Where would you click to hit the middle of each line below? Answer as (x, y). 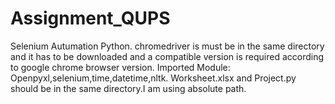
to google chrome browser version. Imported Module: (120, 67)
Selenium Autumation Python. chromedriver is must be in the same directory (167, 46)
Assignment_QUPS (90, 18)
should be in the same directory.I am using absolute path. (128, 88)
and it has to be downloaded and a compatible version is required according (167, 56)
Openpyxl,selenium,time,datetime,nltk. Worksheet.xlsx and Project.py (153, 78)
